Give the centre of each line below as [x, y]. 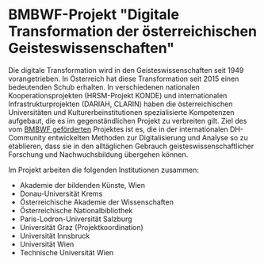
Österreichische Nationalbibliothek [76, 210]
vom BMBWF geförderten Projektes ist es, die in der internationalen [118, 129]
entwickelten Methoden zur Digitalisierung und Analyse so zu [147, 137]
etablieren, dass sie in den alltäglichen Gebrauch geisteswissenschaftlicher [131, 146]
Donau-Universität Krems [61, 193]
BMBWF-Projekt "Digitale [94, 15]
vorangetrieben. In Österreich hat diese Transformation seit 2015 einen [124, 78]
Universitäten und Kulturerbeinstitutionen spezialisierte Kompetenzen [121, 112]
